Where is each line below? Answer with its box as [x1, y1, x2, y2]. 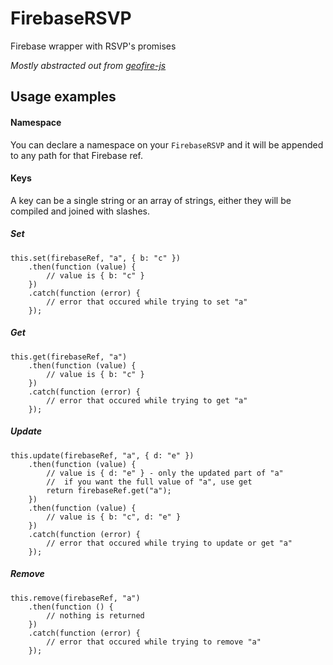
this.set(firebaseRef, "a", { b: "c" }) [10, 253, 182, 263]
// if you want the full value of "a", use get [46, 477, 253, 487]
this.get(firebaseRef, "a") [10, 352, 128, 362]
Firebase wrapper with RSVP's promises [10, 40, 177, 52]
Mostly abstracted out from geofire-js [10, 59, 167, 71]
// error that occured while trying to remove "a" [46, 637, 262, 647]
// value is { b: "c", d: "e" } [46, 512, 182, 522]
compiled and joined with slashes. [10, 205, 150, 217]
